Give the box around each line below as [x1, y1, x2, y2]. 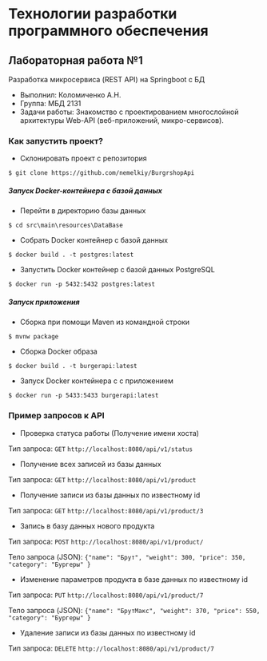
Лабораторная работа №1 [8, 53, 144, 67]
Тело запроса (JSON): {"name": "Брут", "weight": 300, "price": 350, [8, 552, 246, 561]
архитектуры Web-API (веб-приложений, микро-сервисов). [19, 116, 224, 125]
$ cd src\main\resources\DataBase [8, 221, 124, 230]
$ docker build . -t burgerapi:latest [8, 362, 137, 370]
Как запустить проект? [8, 135, 104, 146]
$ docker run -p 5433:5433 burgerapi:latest [8, 392, 159, 400]
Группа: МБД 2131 [19, 99, 82, 108]
